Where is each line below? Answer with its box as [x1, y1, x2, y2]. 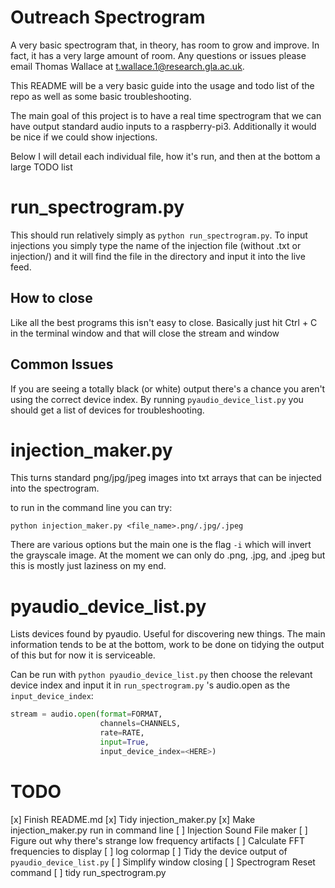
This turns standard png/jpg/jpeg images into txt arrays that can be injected [10, 472, 322, 484]
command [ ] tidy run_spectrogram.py [10, 866, 167, 878]
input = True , [99, 737, 150, 747]
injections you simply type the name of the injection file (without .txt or [10, 239, 302, 251]
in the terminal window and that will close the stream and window [10, 327, 280, 339]
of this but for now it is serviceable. [10, 649, 156, 661]
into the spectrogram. [10, 482, 100, 495]
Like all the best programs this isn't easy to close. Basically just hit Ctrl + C [10, 316, 318, 328]
